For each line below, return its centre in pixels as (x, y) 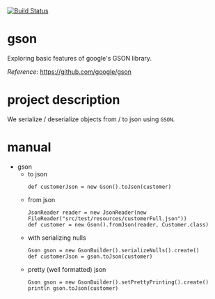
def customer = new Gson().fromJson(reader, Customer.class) (118, 224)
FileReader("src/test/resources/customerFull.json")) (107, 219)
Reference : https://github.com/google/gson (70, 71)
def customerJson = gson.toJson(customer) (90, 256)
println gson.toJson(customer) (73, 288)
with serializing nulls (57, 238)
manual (29, 147)
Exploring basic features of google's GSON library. (79, 58)
